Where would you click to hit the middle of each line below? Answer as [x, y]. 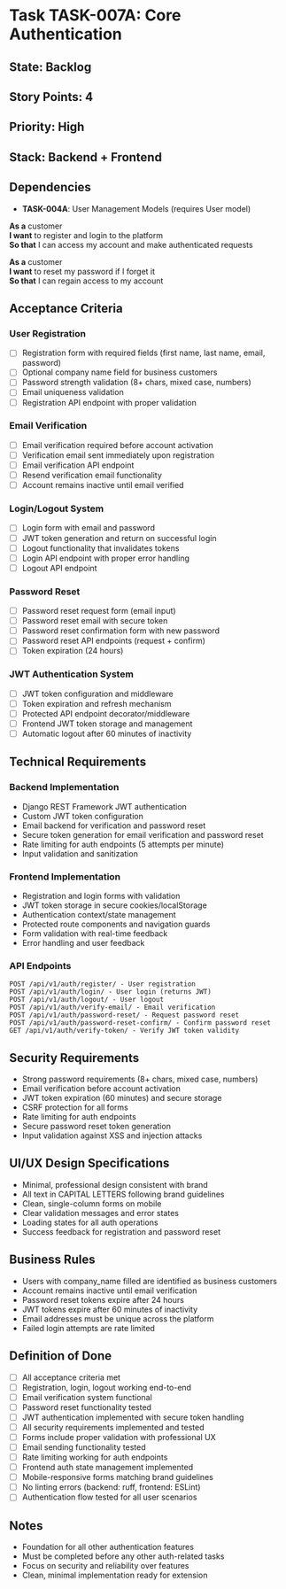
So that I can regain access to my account [86, 281]
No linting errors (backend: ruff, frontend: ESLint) [111, 1487]
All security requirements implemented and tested [113, 1427]
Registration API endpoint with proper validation [109, 402]
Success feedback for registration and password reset [121, 1231]
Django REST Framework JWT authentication [104, 806]
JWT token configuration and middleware [98, 694]
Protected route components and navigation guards [116, 924]
